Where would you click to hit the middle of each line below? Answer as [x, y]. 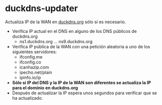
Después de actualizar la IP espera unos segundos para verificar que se [84, 93]
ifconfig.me [31, 57]
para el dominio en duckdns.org [45, 88]
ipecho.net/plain [36, 72]
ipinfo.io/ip [30, 77]
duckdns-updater [41, 8]
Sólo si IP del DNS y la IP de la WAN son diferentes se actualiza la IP [81, 82]
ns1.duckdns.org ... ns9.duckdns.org [56, 41]
